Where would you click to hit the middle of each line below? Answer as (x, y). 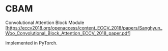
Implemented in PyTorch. (31, 42)
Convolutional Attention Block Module (45, 22)
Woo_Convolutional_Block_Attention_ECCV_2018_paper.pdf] (68, 33)
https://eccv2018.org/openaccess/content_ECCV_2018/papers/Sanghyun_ (85, 27)
